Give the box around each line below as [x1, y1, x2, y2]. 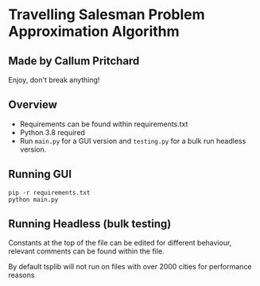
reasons [8, 270, 35, 280]
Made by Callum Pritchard [8, 54, 140, 68]
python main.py [8, 195, 59, 203]
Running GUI [8, 168, 72, 181]
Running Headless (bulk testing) [8, 217, 172, 231]
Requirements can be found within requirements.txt [19, 119, 188, 129]
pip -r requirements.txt [8, 188, 91, 196]
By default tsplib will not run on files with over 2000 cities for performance [8, 262, 252, 272]
